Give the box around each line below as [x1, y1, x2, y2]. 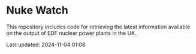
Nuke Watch [6, 4, 69, 17]
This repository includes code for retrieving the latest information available [6, 23, 191, 30]
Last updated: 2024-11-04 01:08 [6, 41, 86, 48]
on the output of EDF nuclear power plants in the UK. [6, 29, 137, 36]
